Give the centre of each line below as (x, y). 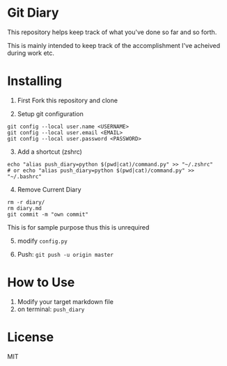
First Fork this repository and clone (68, 100)
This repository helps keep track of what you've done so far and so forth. (112, 32)
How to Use (41, 283)
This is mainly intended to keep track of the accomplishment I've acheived (114, 45)
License (31, 337)
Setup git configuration (50, 113)
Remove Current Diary (49, 189)
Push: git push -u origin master (65, 254)
